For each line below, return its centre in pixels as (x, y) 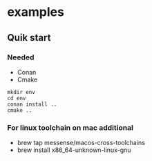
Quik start (29, 38)
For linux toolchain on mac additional (70, 127)
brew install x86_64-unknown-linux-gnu (74, 150)
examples (36, 12)
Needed (21, 57)
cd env (17, 98)
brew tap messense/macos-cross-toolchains (81, 143)
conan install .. (32, 104)
